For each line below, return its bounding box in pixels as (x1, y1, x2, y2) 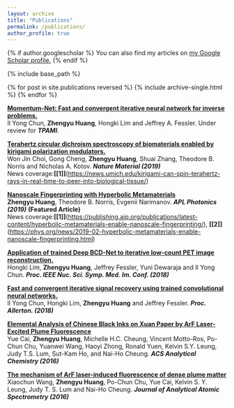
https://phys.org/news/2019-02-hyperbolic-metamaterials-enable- (9, 227, 201, 236)
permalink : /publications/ (7, 23, 86, 30)
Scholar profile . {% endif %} (7, 56, 88, 65)
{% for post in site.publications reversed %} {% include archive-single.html (7, 83, 223, 91)
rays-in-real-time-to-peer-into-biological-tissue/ (7, 177, 147, 186)
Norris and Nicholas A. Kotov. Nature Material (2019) (7, 162, 161, 171)
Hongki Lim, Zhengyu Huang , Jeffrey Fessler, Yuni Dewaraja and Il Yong (7, 263, 215, 272)
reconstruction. (7, 256, 54, 264)
